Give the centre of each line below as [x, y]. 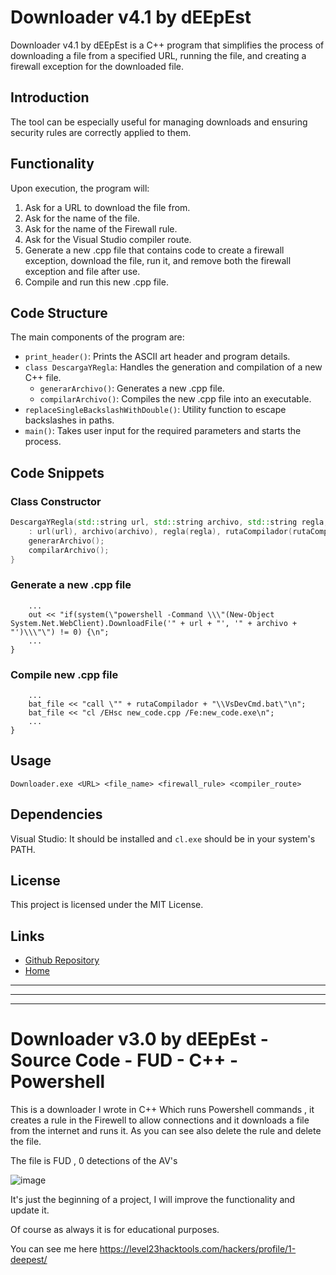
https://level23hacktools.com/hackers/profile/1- [198, 1249]
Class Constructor [56, 501]
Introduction [50, 97]
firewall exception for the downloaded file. [97, 66]
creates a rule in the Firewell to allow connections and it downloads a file [160, 1120]
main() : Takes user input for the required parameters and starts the [163, 431]
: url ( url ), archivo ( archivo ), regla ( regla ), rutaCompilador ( [160, 531]
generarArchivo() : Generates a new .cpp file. [132, 388]
